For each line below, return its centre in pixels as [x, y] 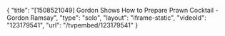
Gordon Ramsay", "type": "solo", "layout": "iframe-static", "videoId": [106, 18]
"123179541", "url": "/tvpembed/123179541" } [72, 25]
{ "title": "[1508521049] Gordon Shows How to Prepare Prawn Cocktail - [112, 10]
